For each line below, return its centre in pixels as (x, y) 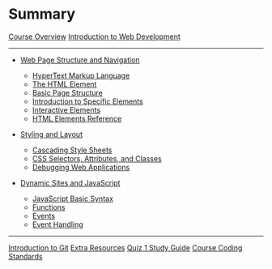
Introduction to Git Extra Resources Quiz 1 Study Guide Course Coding (125, 247)
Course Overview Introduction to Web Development (94, 36)
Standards (25, 256)
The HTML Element (64, 84)
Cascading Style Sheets (72, 150)
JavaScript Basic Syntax (72, 199)
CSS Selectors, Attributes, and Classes (97, 158)
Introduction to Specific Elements (87, 101)
